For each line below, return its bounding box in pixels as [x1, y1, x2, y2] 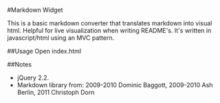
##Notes [7, 60, 32, 68]
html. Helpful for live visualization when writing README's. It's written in [7, 27, 212, 34]
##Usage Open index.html [7, 47, 82, 55]
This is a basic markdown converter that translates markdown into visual [7, 19, 212, 27]
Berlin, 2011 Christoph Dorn [16, 89, 95, 96]
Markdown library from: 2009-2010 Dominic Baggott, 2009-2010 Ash [16, 81, 213, 89]
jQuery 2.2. [16, 73, 49, 82]
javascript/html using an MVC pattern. [7, 34, 115, 42]
